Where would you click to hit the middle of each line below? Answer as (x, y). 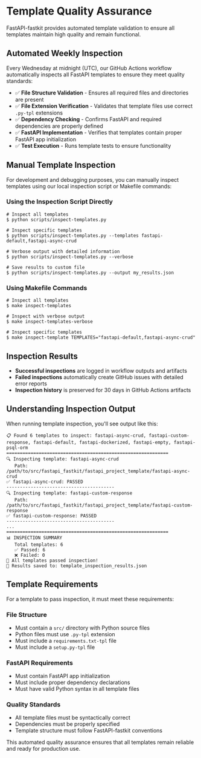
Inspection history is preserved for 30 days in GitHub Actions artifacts (103, 390)
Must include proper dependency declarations (72, 682)
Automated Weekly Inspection (65, 54)
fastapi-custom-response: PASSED (55, 516)
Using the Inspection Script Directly (59, 202)
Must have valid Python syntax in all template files (77, 689)
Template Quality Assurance (79, 11)
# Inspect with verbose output (46, 316)
